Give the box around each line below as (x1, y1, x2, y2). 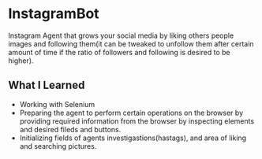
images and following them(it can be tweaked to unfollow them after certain (8, 39, 254, 48)
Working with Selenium (19, 99, 95, 109)
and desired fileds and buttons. (19, 124, 122, 134)
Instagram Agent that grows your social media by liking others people (8, 31, 234, 40)
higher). (8, 56, 34, 65)
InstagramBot (8, 5, 100, 23)
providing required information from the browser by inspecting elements (19, 116, 255, 126)
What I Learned (8, 79, 85, 92)
